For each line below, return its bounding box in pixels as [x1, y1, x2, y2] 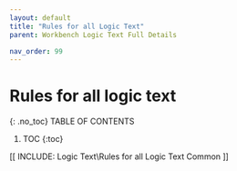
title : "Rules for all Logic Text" [9, 22, 145, 31]
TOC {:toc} [22, 134, 64, 145]
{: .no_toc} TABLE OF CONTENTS [9, 116, 135, 127]
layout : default [9, 13, 71, 23]
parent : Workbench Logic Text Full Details [9, 30, 178, 39]
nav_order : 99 [9, 46, 64, 55]
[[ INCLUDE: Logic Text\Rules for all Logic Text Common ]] [9, 151, 230, 162]
